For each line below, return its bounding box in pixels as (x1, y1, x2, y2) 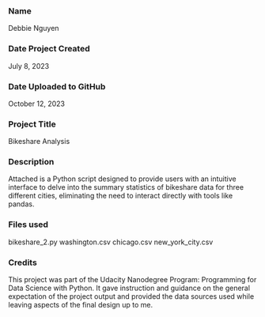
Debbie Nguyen (8, 24, 59, 33)
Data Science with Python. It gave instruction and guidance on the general (8, 283, 251, 293)
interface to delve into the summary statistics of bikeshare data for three (8, 183, 244, 192)
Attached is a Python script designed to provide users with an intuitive (8, 174, 237, 183)
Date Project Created (8, 43, 90, 55)
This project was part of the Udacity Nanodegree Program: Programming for (8, 275, 257, 285)
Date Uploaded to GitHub (8, 81, 106, 92)
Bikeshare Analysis (8, 137, 70, 146)
